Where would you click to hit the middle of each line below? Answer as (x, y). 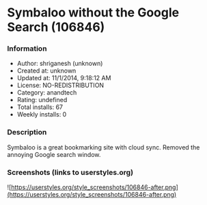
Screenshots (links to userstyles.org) (70, 172)
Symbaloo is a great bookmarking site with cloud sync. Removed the (104, 147)
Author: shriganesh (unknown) (60, 64)
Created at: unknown (46, 71)
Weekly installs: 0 (42, 114)
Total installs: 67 (40, 107)
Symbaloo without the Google (93, 13)
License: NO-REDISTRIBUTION (60, 85)
